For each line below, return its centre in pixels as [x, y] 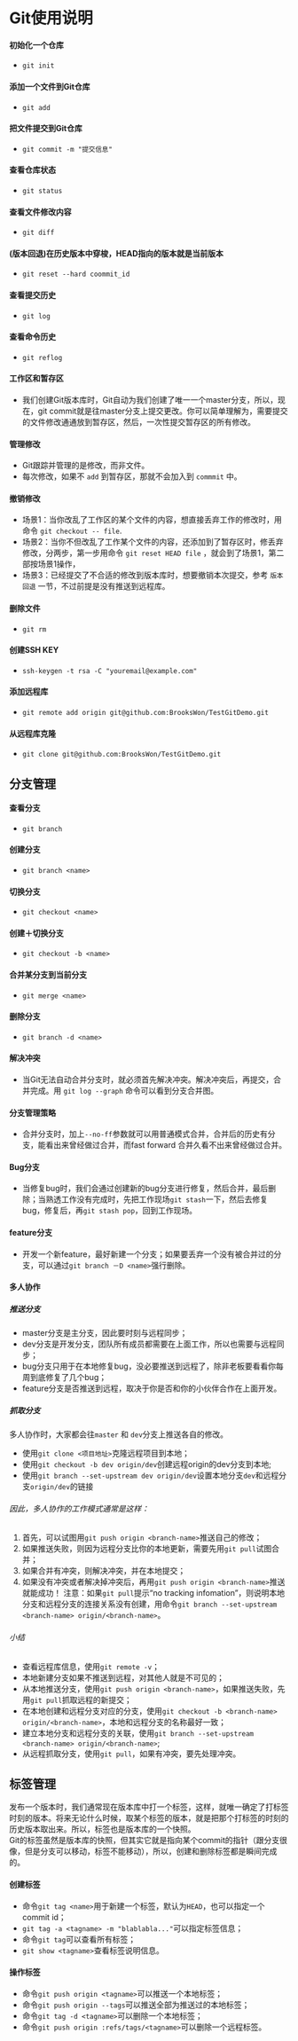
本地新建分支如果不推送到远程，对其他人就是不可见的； [123, 1677]
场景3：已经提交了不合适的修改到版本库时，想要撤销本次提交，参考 [145, 575]
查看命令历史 [32, 337]
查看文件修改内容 [40, 212]
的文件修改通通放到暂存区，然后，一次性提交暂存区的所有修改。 [138, 422]
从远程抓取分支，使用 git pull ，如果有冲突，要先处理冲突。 [131, 1754]
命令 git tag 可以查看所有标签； [78, 1939]
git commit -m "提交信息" [67, 149]
